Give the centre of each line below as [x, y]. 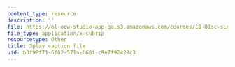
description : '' [31, 20]
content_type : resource [42, 14]
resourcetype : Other [37, 40]
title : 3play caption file [47, 46]
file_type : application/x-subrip [56, 33]
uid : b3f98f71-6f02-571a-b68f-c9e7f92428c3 [72, 53]
